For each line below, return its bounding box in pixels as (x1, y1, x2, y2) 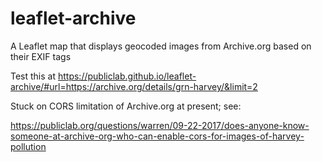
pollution (10, 140, 47, 152)
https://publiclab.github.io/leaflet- (57, 70, 197, 82)
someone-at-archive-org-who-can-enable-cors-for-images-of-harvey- (10, 130, 305, 142)
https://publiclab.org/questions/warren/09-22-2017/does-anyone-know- (10, 119, 310, 131)
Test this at (10, 70, 57, 82)
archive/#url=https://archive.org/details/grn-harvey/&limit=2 (10, 80, 258, 92)
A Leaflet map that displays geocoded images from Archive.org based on (10, 40, 312, 52)
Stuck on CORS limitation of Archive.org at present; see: (10, 100, 242, 112)
